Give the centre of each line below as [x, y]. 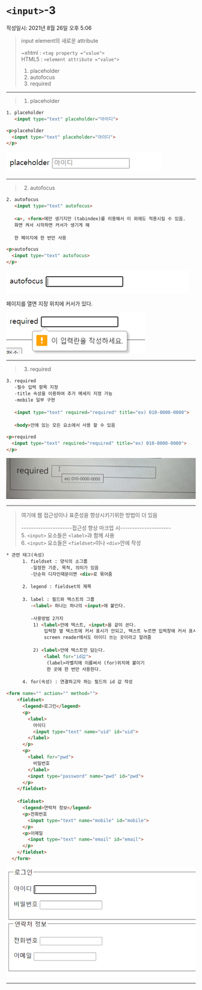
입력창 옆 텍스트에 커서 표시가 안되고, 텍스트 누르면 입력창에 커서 [115, 631]
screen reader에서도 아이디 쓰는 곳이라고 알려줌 [98, 638]
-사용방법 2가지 [47, 618]
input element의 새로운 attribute [60, 40]
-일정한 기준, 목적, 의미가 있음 [65, 568]
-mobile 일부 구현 [35, 400]
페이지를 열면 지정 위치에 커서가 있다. [50, 304]
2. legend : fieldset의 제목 [57, 587]
